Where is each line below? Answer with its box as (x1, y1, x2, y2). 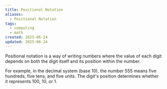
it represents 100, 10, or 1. (5, 78, 57, 84)
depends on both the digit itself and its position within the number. (5, 58, 141, 64)
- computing (9, 26, 35, 31)
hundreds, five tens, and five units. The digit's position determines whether (5, 73, 159, 79)
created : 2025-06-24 (5, 35, 48, 40)
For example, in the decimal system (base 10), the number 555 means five (5, 68, 157, 74)
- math (9, 30, 23, 35)
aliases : (5, 12, 23, 17)
